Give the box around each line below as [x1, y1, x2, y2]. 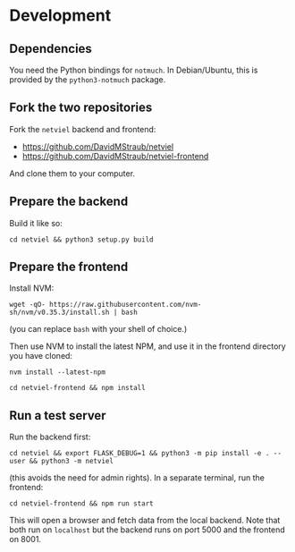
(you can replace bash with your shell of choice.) [9, 324, 188, 335]
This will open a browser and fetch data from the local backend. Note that [9, 515, 281, 526]
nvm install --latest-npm [9, 368, 105, 377]
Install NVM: [9, 283, 55, 293]
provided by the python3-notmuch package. [9, 74, 166, 85]
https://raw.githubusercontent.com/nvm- [48, 301, 202, 310]
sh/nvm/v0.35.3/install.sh [9, 308, 110, 318]
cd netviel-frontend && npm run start [9, 499, 154, 508]
